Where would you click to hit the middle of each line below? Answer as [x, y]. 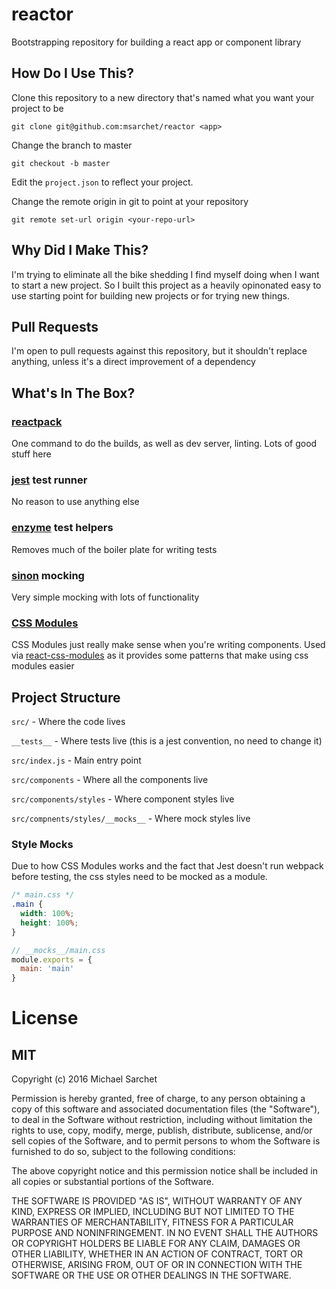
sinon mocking [48, 575]
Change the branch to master [72, 145]
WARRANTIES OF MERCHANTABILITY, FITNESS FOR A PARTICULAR [152, 1222]
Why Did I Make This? [80, 250]
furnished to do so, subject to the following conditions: [123, 1152]
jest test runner [49, 480]
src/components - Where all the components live [110, 780]
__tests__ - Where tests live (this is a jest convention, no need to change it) [167, 741]
